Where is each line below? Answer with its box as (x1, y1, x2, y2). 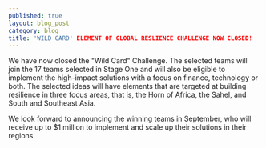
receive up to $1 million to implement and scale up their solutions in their (8, 122, 247, 132)
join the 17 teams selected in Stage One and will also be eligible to (8, 65, 226, 74)
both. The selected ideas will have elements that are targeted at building (8, 82, 247, 91)
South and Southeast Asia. (8, 98, 96, 108)
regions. (8, 131, 36, 141)
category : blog (8, 26, 59, 34)
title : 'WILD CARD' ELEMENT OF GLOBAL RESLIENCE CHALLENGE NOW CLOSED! (8, 34, 252, 42)
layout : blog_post (8, 19, 70, 27)
